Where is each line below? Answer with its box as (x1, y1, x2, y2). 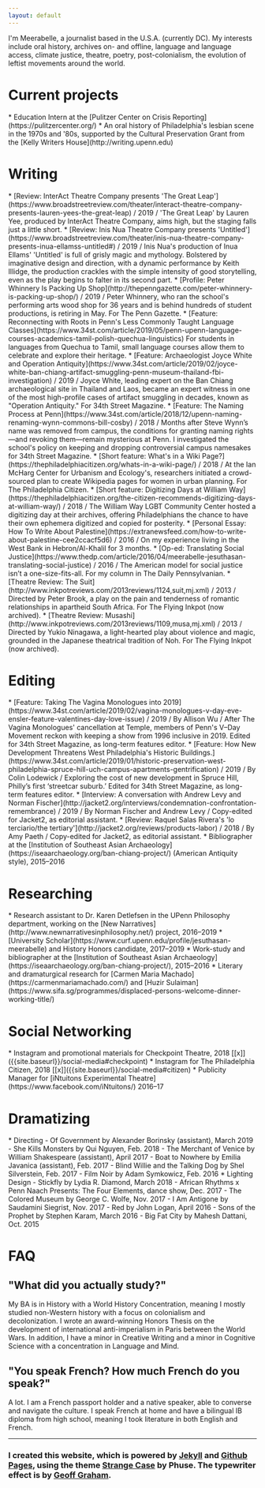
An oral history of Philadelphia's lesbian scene (103, 120, 255, 130)
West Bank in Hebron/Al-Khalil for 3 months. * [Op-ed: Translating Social (8, 543, 244, 553)
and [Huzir (129, 978, 165, 988)
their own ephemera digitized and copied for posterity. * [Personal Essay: (8, 518, 247, 527)
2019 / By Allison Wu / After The (151, 714, 255, 724)
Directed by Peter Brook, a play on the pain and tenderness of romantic (8, 594, 240, 603)
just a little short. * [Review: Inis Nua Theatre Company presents (8, 224, 217, 234)
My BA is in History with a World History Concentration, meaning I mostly (8, 1299, 246, 1309)
